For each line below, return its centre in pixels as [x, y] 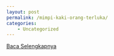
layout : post [23, 12]
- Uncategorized [38, 29]
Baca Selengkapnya [32, 46]
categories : [21, 23]
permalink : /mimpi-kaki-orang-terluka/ [57, 18]
